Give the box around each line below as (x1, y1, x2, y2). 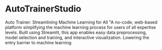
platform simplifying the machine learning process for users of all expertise (5, 24, 156, 30)
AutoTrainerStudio (5, 3, 81, 14)
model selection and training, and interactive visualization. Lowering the (5, 35, 150, 40)
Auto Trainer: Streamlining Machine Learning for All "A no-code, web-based (5, 19, 158, 25)
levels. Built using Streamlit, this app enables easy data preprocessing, (5, 29, 147, 35)
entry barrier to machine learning (5, 39, 72, 45)
